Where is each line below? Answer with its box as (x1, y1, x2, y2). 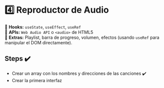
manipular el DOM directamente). (4, 39, 72, 45)
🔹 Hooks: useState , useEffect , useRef (4, 24, 81, 30)
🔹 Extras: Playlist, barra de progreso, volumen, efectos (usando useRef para (4, 34, 160, 40)
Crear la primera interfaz (11, 77, 62, 83)
